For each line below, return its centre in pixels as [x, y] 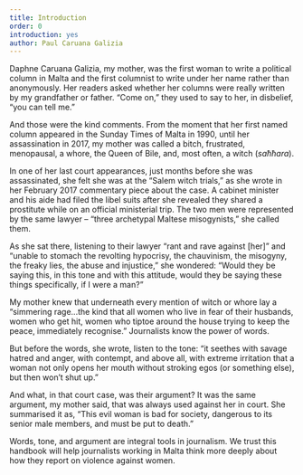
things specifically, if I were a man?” [76, 285]
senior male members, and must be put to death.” [102, 424]
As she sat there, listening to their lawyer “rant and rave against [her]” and [147, 246]
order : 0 [26, 26]
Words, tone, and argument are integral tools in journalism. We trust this [143, 442]
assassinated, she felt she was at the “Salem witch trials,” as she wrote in [146, 181]
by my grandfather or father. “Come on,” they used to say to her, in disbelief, [151, 98]
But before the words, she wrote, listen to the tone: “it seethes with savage [148, 348]
